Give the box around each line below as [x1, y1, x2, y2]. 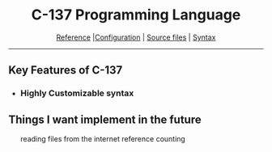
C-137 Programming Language [31, 6, 241, 24]
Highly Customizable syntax [19, 87, 134, 99]
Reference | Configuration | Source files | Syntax [56, 32, 216, 42]
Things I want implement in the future [8, 112, 202, 126]
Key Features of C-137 [8, 63, 123, 78]
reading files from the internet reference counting [19, 134, 186, 144]
